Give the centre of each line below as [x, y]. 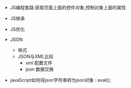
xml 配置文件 [39, 63]
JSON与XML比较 [36, 56]
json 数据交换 [39, 69]
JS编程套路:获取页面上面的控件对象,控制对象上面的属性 [68, 7]
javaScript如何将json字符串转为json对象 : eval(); [60, 80]
